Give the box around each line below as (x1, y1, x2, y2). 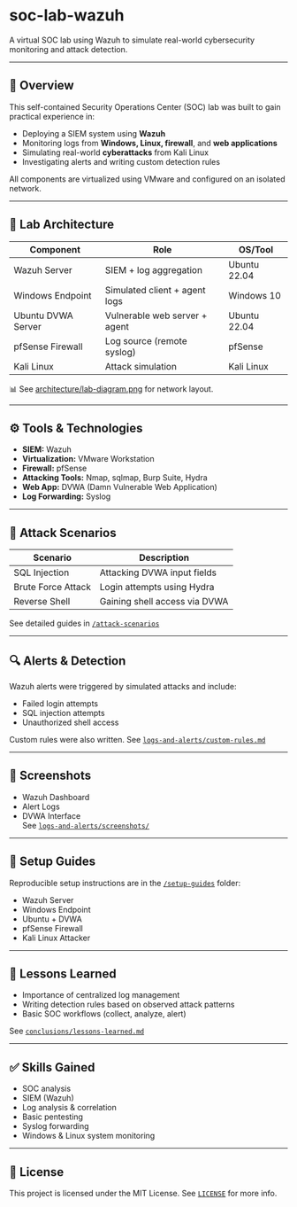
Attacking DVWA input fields (99, 566, 217, 579)
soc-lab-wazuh (9, 5, 125, 26)
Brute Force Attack (13, 581, 91, 594)
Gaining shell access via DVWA (99, 596, 229, 608)
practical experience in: (9, 111, 95, 121)
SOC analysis (21, 1083, 72, 1094)
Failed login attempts (21, 698, 99, 709)
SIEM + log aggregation (104, 263, 203, 276)
